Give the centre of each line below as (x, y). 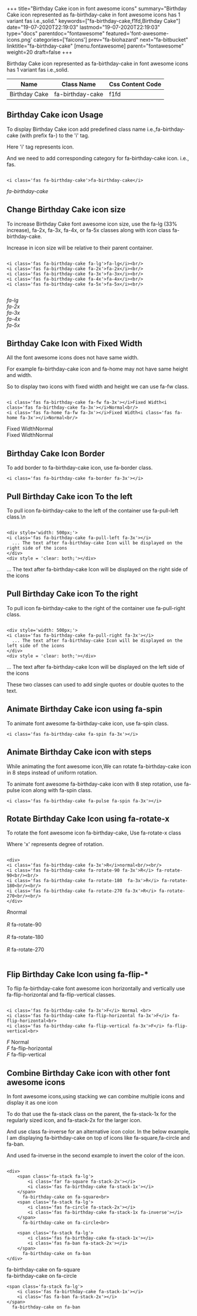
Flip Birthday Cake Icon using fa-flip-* (78, 974)
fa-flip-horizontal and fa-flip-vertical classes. (61, 995)
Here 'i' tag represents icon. (40, 147)
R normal (17, 912)
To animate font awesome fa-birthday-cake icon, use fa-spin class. (88, 723)
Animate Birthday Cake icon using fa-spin (85, 709)
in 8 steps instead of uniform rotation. (52, 772)
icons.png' (20, 40)
